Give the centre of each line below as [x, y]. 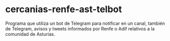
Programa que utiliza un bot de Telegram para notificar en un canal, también [85, 23]
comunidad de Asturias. [30, 34]
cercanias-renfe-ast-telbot [64, 9]
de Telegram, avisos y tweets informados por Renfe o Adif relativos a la [80, 28]
